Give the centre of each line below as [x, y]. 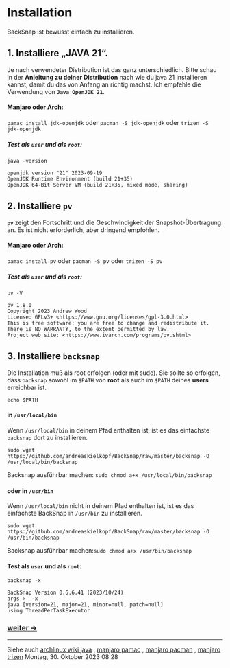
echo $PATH [23, 400]
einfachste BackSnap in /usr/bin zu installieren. [75, 514]
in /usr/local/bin [32, 415]
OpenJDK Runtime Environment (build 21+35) [70, 179]
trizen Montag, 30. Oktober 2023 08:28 [63, 656]
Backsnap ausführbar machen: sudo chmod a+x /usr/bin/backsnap [100, 551]
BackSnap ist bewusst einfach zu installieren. [71, 32]
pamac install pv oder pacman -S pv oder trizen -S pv [85, 261]
